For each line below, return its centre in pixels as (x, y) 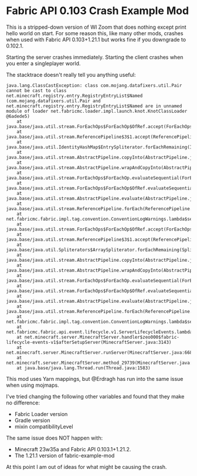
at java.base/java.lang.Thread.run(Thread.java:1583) (84, 368)
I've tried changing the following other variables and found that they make (95, 396)
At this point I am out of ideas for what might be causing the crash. (86, 467)
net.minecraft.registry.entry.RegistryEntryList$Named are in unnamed (94, 106)
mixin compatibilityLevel (44, 426)
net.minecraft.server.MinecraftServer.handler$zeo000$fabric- (102, 337)
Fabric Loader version (41, 414)
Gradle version (32, 420)
